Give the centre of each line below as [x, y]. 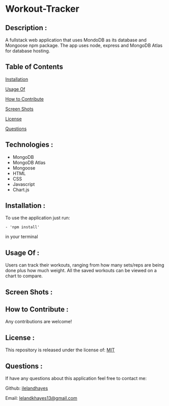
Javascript [24, 184]
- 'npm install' [22, 227]
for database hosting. [28, 51]
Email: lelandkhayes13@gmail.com [41, 398]
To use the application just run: [38, 218]
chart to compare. [24, 276]
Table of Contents [34, 67]
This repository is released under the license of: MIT [60, 350]
